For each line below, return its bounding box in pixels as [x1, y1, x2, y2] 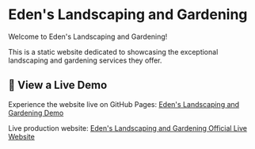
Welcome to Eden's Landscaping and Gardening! [8, 32, 168, 41]
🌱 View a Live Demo [8, 78, 108, 92]
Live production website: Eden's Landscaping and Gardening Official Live [8, 123, 248, 132]
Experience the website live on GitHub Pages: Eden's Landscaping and [8, 99, 240, 109]
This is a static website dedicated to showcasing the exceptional [8, 47, 219, 56]
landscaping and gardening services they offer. [8, 55, 162, 65]
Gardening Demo [8, 108, 64, 117]
